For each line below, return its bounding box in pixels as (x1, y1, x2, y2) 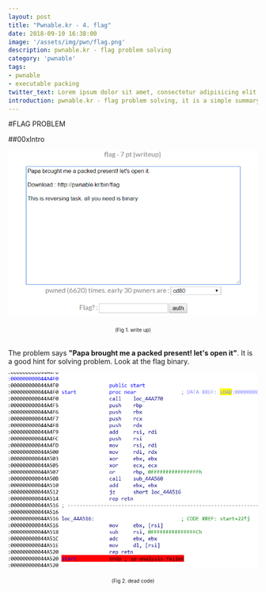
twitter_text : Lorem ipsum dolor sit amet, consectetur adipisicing (8, 88, 239, 96)
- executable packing (8, 79, 80, 87)
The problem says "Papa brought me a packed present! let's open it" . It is (8, 348, 253, 358)
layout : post (8, 13, 51, 21)
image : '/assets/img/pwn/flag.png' (8, 38, 126, 46)
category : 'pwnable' (8, 55, 77, 63)
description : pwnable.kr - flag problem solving (8, 46, 172, 55)
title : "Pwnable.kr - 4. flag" (8, 21, 112, 29)
